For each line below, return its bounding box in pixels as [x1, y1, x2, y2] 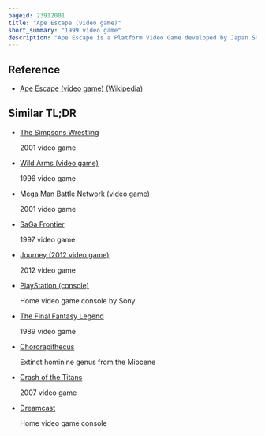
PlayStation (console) [19, 280, 89, 290]
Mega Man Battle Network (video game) [19, 189, 150, 198]
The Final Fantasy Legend [19, 311, 104, 321]
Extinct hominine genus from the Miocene [19, 357, 156, 366]
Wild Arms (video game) [19, 158, 99, 167]
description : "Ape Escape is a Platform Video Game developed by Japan [8, 33, 248, 42]
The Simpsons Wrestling [19, 127, 99, 137]
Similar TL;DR [8, 107, 77, 120]
